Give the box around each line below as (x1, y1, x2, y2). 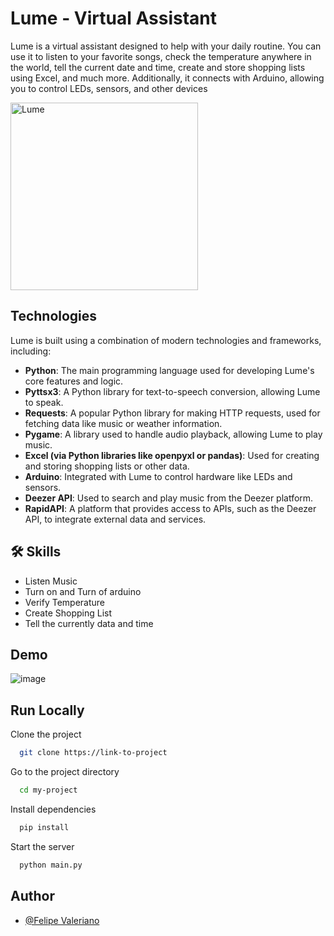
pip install (19, 822, 70, 832)
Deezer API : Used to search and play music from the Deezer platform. (24, 492, 314, 504)
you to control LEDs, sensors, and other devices (10, 82, 208, 94)
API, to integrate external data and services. (24, 513, 207, 525)
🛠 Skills (10, 543, 62, 561)
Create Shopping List (24, 607, 113, 619)
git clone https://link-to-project (19, 748, 168, 758)
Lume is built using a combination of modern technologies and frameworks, (10, 334, 322, 346)
